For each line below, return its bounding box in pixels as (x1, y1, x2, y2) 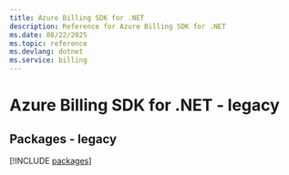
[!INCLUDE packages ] (9, 156, 92, 166)
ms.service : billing (9, 56, 88, 65)
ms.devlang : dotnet (9, 47, 84, 57)
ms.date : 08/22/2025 (9, 30, 88, 39)
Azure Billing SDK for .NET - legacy (9, 95, 280, 116)
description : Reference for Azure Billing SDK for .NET (9, 22, 226, 31)
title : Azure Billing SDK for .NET (9, 13, 145, 23)
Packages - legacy (9, 131, 117, 147)
